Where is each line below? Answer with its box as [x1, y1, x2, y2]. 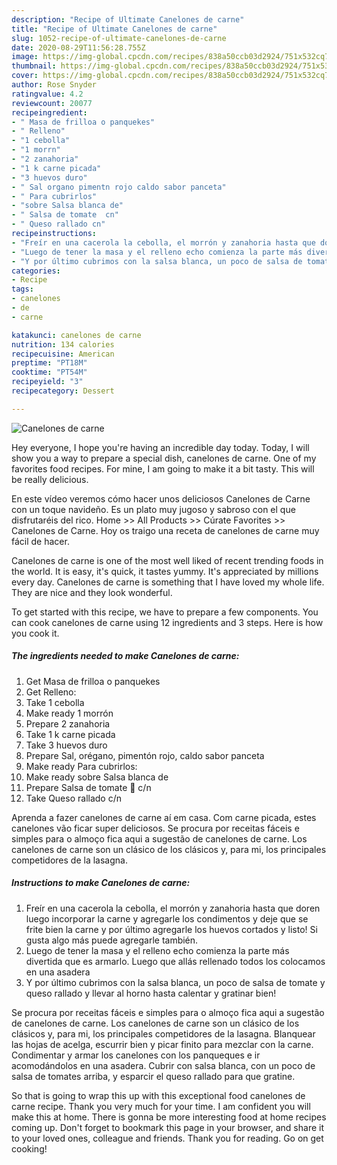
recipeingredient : [11, 107, 88, 118]
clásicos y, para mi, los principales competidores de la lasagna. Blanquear [11, 1027, 316, 1040]
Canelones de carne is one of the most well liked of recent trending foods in [11, 554, 324, 566]
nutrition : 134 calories [11, 339, 115, 350]
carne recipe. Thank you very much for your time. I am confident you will [11, 1100, 311, 1112]
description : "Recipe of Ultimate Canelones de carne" [11, 14, 245, 25]
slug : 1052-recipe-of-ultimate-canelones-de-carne [11, 33, 227, 43]
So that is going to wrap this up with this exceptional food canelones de [11, 1089, 306, 1101]
